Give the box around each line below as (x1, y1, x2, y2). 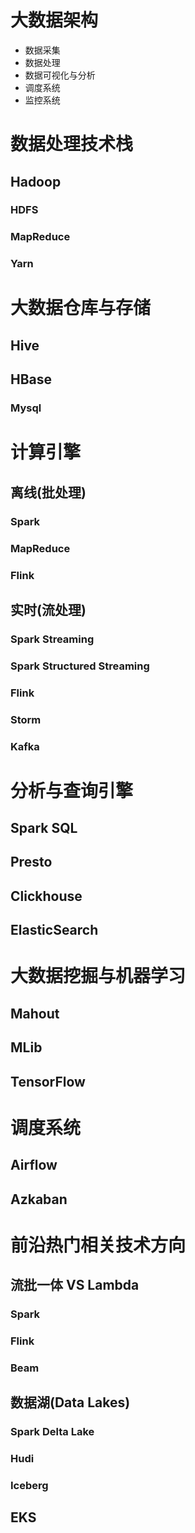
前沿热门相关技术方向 (10, 1234, 187, 1256)
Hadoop (10, 173, 62, 190)
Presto (10, 854, 53, 871)
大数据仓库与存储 (10, 297, 152, 320)
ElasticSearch (10, 922, 99, 939)
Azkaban (10, 1191, 68, 1208)
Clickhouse (10, 887, 83, 905)
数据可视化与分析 (24, 69, 96, 81)
